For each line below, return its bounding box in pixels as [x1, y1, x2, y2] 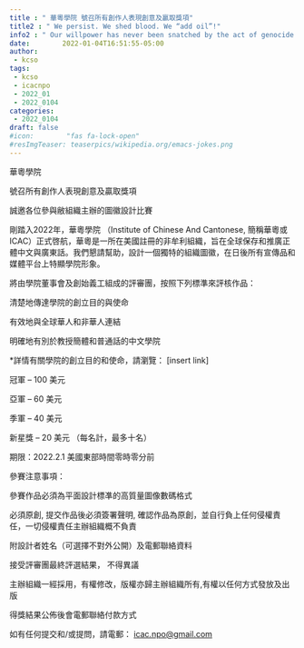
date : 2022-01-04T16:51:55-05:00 [9, 38, 165, 48]
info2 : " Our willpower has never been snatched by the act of [9, 30, 258, 39]
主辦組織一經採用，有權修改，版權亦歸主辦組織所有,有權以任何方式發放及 [9, 578, 283, 589]
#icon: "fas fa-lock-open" [9, 132, 141, 141]
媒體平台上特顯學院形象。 [9, 258, 105, 269]
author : [9, 47, 39, 56]
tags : [9, 65, 30, 74]
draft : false [9, 124, 59, 133]
